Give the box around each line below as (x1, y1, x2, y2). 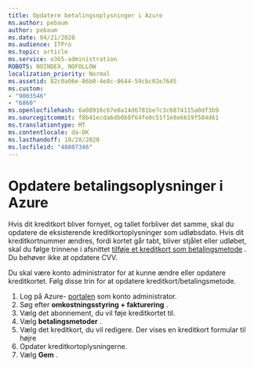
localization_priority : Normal (8, 70, 111, 78)
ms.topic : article (8, 48, 68, 56)
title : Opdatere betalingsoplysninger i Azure (8, 11, 163, 20)
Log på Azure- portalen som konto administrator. (19, 292, 178, 301)
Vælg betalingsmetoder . (19, 317, 102, 326)
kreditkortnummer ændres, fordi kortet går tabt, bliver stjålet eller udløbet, (8, 237, 247, 246)
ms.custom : (8, 84, 44, 93)
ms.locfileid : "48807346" (8, 143, 93, 151)
